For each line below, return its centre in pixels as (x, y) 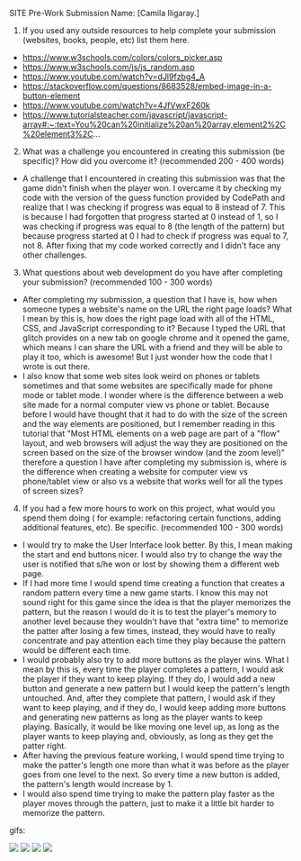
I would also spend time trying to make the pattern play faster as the (149, 793)
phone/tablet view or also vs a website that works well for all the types (153, 481)
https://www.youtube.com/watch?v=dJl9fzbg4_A (113, 77)
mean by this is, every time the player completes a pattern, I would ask (153, 669)
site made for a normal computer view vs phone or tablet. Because (146, 405)
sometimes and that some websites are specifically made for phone (147, 385)
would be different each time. (77, 650)
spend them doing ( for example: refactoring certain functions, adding (151, 518)
